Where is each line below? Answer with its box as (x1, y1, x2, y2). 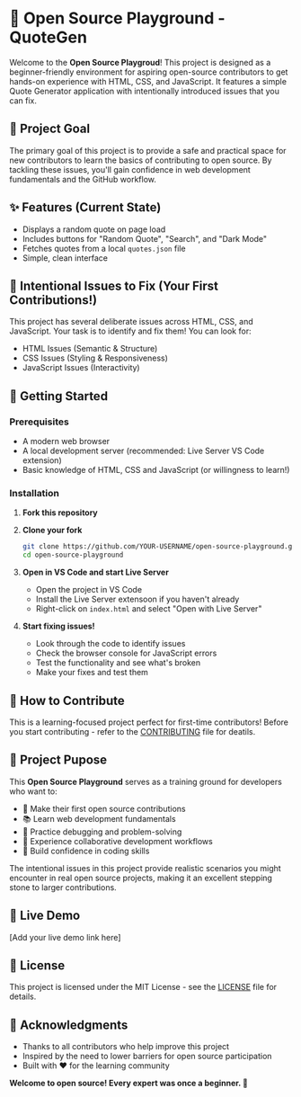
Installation (9, 486, 60, 499)
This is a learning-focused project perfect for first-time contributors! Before (9, 717, 289, 727)
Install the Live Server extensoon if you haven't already (35, 593, 240, 605)
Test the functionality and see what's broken (35, 657, 201, 668)
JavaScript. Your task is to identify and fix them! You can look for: (9, 326, 252, 336)
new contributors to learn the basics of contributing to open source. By (9, 155, 272, 165)
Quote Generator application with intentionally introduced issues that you (9, 85, 280, 96)
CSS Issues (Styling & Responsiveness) (22, 352, 169, 363)
